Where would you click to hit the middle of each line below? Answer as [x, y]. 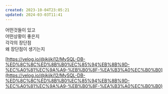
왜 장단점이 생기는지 [25, 49]
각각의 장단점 [18, 42]
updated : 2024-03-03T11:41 [34, 15]
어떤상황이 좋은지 [22, 36]
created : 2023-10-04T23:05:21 [38, 10]
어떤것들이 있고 [20, 30]
